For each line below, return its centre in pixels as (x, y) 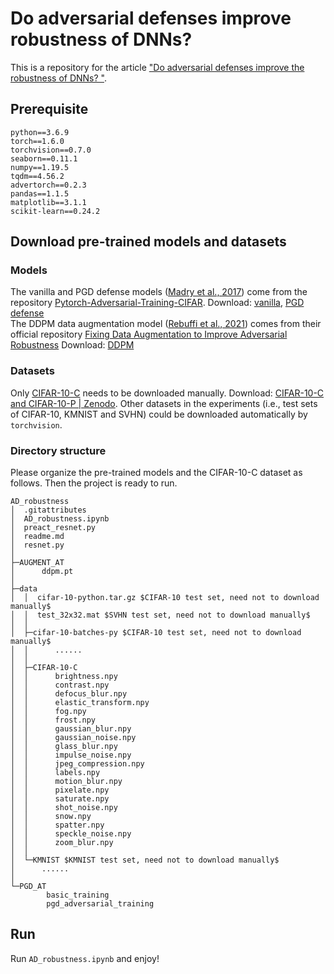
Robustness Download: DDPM (72, 345)
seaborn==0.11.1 (44, 158)
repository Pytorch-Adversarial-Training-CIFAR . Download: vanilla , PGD (157, 303)
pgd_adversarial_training (100, 904)
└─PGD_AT (28, 887)
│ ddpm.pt (42, 572)
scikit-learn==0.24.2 (55, 211)
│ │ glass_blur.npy (64, 747)
